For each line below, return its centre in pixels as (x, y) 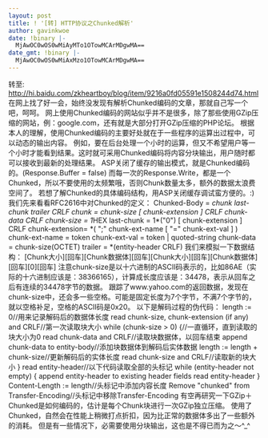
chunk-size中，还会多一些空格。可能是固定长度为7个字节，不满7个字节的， (132, 296)
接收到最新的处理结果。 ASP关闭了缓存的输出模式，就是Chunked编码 (136, 163)
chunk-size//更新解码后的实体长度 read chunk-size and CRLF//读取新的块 (129, 356)
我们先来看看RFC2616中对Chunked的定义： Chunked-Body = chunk (120, 203)
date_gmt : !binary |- (44, 53)
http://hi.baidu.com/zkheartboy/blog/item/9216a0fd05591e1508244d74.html (134, 93)
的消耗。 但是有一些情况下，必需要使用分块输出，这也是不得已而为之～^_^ (129, 425)
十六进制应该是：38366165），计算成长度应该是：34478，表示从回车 (136, 276)
